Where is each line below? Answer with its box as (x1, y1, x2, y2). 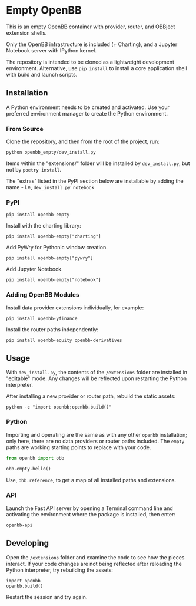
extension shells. (6, 29, 47, 36)
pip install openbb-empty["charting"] (6, 233, 101, 239)
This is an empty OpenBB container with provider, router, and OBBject (6, 23, 175, 30)
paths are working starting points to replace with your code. (6, 443, 151, 451)
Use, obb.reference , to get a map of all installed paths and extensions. (6, 476, 177, 483)
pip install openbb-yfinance (6, 315, 78, 321)
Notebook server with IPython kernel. (6, 47, 97, 54)
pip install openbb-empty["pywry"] (6, 255, 94, 261)
